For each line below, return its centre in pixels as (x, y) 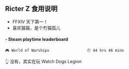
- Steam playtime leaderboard (37, 39)
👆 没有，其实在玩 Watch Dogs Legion (43, 62)
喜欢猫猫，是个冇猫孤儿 (36, 28)
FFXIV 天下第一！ (30, 22)
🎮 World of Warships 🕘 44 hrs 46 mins (64, 51)
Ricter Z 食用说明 (32, 9)
